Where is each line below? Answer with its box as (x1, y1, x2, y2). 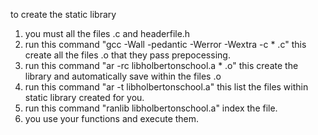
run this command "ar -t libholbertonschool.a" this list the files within (24, 81, 309, 93)
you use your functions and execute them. (24, 113, 200, 124)
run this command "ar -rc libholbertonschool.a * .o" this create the (24, 60, 299, 71)
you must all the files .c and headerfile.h (24, 28, 191, 39)
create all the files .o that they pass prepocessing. (24, 49, 231, 61)
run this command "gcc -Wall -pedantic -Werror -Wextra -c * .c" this (24, 39, 307, 50)
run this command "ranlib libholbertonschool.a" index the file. (24, 102, 278, 114)
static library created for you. (24, 92, 145, 103)
